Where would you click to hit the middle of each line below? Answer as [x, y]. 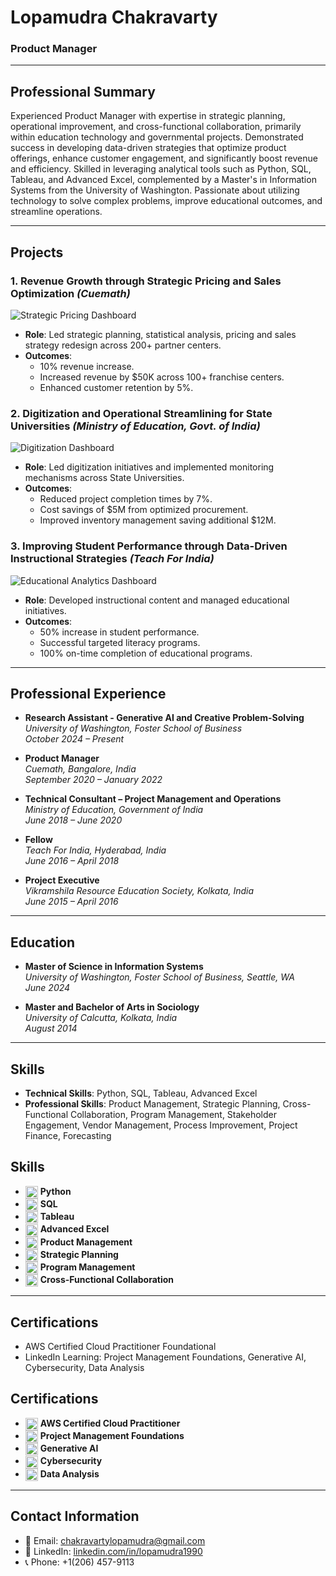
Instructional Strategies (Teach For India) [112, 559]
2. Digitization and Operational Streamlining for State [141, 413]
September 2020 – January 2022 [93, 780]
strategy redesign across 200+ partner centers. [123, 345]
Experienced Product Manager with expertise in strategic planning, [148, 116]
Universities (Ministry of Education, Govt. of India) [135, 426]
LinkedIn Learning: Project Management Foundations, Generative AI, [165, 1357]
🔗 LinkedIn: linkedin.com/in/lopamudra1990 [113, 1551]
